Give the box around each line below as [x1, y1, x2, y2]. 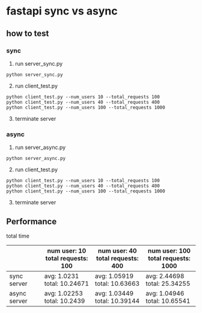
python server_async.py [6, 156, 66, 162]
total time [6, 232, 30, 239]
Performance [6, 216, 57, 227]
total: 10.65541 [145, 297, 191, 305]
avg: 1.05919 [95, 271, 134, 280]
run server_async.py [14, 144, 66, 151]
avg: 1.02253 [44, 289, 83, 297]
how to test [6, 28, 49, 39]
